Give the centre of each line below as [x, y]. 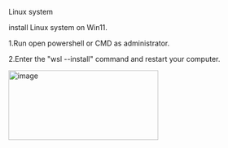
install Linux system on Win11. [58, 27]
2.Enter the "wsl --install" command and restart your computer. [114, 59]
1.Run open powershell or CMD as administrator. [89, 43]
